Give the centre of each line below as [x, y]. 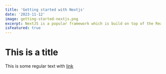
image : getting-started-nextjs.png [42, 19]
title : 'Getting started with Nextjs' [45, 10]
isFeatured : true [23, 28]
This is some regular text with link [39, 66]
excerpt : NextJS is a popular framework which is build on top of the [79, 23]
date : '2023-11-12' [25, 14]
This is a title [32, 53]
